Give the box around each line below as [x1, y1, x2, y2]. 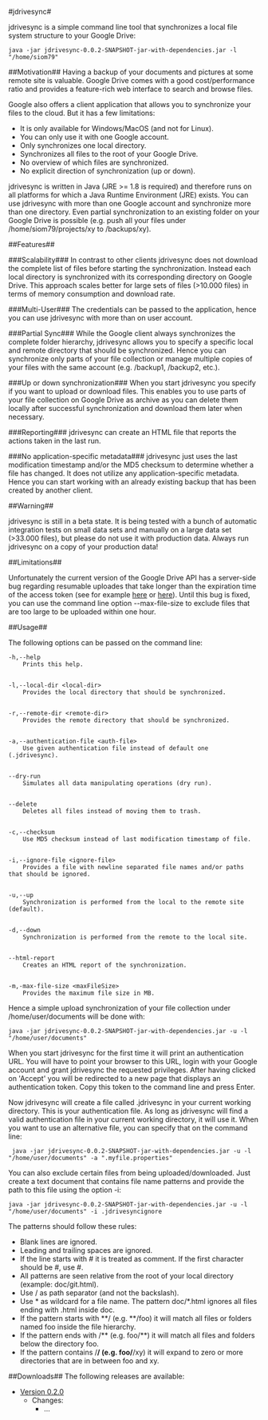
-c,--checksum [8, 828, 56, 836]
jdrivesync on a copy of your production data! [8, 542, 159, 551]
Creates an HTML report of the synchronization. [22, 961, 187, 969]
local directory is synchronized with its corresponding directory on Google [8, 272, 253, 281]
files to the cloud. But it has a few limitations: [8, 108, 156, 118]
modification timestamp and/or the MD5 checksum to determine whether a [8, 460, 254, 469]
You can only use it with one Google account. [19, 132, 169, 142]
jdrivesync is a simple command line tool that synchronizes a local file [8, 22, 238, 31]
